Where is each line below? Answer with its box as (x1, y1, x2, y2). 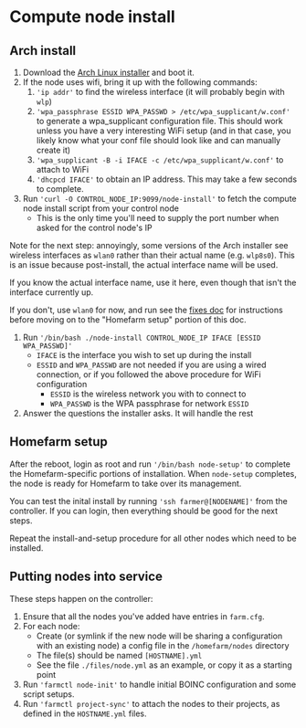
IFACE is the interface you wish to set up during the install (36, 350, 252, 360)
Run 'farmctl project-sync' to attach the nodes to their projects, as (22, 698, 280, 709)
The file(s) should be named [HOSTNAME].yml (36, 649, 203, 660)
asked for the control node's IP (36, 222, 153, 233)
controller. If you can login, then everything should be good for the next (9, 505, 279, 516)
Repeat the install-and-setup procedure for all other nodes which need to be (9, 533, 297, 543)
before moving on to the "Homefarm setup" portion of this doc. (9, 314, 247, 325)
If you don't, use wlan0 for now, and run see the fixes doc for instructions (9, 304, 283, 315)
